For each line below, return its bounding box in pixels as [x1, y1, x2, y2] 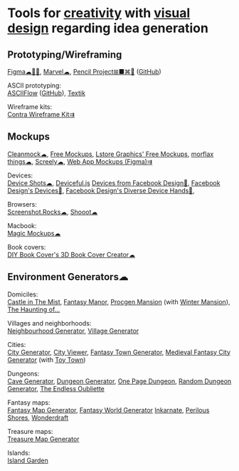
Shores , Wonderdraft [7, 413, 69, 422]
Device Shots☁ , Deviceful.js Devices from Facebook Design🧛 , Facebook [7, 178, 221, 187]
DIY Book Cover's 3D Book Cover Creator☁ [7, 250, 135, 259]
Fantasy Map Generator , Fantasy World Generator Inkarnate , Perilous [7, 405, 210, 414]
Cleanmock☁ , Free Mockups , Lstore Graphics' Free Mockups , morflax [7, 150, 214, 158]
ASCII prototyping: [7, 81, 62, 90]
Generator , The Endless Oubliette [7, 384, 105, 393]
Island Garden [7, 456, 48, 465]
